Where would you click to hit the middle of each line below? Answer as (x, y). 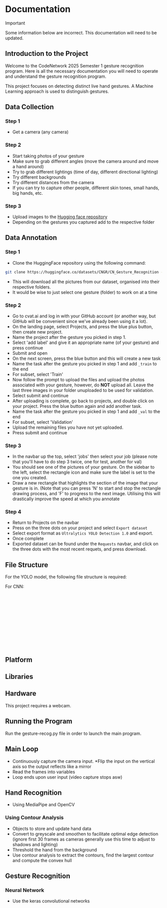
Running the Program (39, 722)
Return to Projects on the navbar (46, 523)
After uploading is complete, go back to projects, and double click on (83, 401)
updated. (14, 38)
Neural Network (25, 890)
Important (15, 23)
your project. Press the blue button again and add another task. (77, 406)
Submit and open (30, 353)
